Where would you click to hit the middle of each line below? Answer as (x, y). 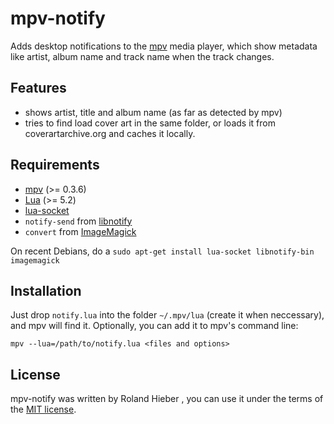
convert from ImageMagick (80, 231)
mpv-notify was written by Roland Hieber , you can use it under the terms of (167, 399)
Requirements (55, 165)
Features (38, 88)
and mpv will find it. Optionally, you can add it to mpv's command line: (154, 326)
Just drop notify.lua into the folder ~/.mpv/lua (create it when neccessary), (167, 315)
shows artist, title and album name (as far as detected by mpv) (153, 112)
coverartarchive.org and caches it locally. (110, 133)
